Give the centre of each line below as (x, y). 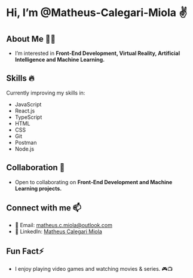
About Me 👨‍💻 (31, 39)
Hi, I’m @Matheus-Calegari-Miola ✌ (97, 13)
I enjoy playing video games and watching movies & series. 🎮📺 (94, 269)
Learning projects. (38, 188)
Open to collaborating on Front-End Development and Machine (94, 182)
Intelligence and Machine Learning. (60, 59)
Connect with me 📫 (44, 208)
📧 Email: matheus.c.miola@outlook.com (63, 225)
